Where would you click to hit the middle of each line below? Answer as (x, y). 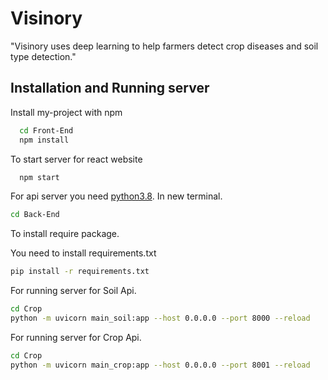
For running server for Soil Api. (73, 291)
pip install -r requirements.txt (80, 272)
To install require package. (65, 234)
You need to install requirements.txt (83, 253)
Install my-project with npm (66, 112)
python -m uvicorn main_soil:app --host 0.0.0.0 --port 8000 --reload (160, 318)
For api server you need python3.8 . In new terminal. (116, 196)
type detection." (43, 56)
